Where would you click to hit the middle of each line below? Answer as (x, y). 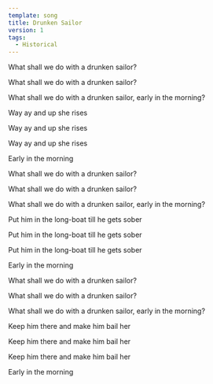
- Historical (37, 45)
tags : (17, 37)
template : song (33, 15)
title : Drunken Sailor (45, 23)
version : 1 (26, 30)
